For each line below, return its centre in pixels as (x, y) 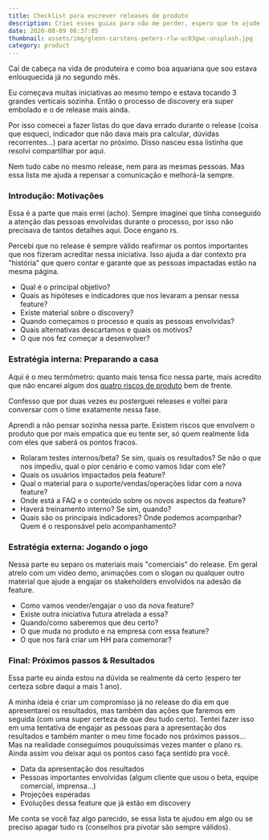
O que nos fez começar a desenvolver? (85, 338)
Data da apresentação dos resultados (82, 769)
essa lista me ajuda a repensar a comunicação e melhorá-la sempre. (121, 175)
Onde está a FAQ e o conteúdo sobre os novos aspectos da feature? (133, 500)
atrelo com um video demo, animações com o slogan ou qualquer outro (126, 573)
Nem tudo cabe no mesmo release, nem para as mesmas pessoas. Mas (126, 166)
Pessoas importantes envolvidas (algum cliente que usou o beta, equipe (139, 777)
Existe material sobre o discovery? (77, 313)
